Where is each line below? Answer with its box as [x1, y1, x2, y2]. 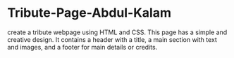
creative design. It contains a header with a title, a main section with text [7, 35, 217, 43]
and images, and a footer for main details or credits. [7, 43, 158, 51]
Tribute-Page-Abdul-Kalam [7, 5, 171, 21]
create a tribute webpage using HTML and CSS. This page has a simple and [7, 28, 228, 36]
